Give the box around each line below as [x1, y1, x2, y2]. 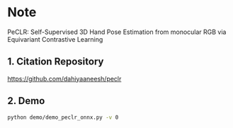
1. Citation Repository [7, 56, 104, 68]
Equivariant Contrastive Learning [7, 35, 103, 43]
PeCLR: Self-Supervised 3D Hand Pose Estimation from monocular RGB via [7, 28, 227, 36]
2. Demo [7, 95, 45, 107]
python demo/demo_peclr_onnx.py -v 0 [7, 114, 119, 121]
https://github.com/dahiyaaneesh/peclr [7, 74, 122, 83]
